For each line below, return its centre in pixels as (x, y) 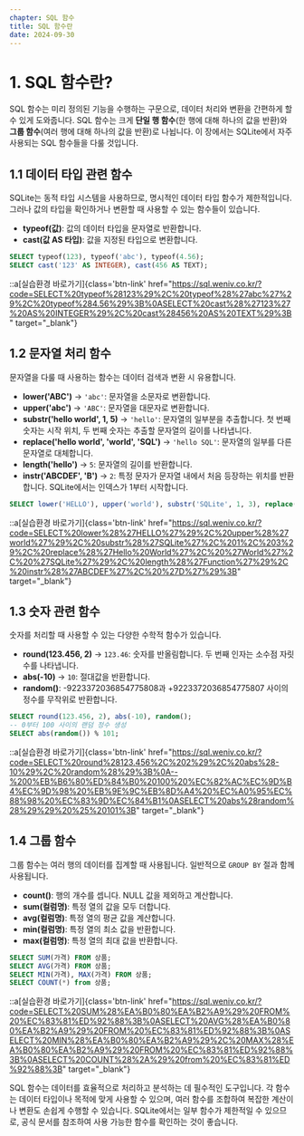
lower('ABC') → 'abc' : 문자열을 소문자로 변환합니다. (116, 396)
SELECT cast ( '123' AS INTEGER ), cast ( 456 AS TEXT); (109, 265)
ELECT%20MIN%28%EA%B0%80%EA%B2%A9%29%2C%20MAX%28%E (152, 1040)
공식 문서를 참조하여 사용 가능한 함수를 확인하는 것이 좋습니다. (130, 1122)
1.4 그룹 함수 (43, 841)
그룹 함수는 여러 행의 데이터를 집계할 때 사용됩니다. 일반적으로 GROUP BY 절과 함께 (152, 864)
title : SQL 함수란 (41, 26)
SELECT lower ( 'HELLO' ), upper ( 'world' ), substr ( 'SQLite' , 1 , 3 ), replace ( (153, 504)
